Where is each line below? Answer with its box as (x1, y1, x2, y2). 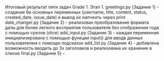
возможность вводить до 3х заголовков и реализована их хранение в (5, 46, 152, 51)
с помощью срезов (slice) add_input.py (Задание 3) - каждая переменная (5, 30, 159, 35)
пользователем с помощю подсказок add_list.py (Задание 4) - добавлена (5, 40, 159, 46)
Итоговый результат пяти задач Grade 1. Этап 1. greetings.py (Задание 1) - (5, 4, 159, 10)
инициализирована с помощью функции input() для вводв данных (5, 35, 143, 41)
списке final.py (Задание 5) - (5, 50, 65, 56)
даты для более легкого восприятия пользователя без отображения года (5, 25, 159, 30)
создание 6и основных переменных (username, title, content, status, (5, 9, 148, 15)
